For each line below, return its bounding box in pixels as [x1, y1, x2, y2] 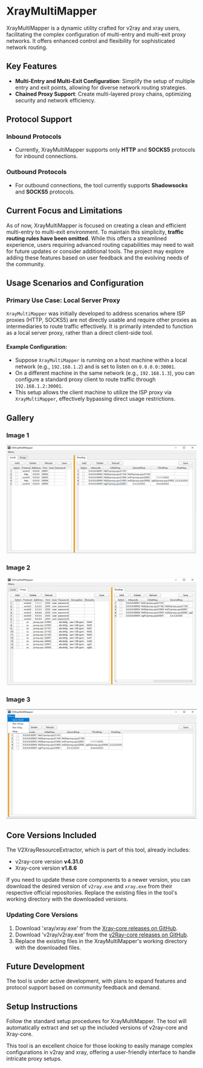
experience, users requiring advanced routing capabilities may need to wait [6, 241, 195, 248]
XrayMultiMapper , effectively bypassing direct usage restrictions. [14, 395, 176, 403]
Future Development [6, 961, 85, 972]
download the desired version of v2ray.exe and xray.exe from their [6, 882, 173, 890]
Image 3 [6, 695, 31, 704]
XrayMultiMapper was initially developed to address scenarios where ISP [6, 310, 185, 317]
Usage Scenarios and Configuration [6, 278, 144, 288]
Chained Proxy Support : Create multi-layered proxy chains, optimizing [14, 90, 192, 98]
